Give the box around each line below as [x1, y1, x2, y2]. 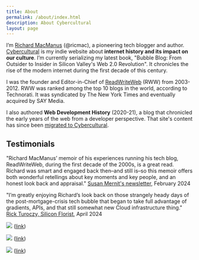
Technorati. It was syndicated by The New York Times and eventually [6, 91, 176, 98]
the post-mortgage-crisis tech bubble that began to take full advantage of [6, 198, 187, 205]
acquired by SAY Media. [6, 98, 65, 105]
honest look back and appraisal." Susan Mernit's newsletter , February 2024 [6, 180, 191, 187]
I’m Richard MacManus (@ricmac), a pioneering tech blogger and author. [6, 42, 185, 49]
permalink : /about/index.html [6, 14, 81, 20]
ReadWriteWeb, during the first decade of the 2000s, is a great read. [6, 161, 174, 168]
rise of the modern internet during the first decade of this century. [6, 67, 168, 74]
